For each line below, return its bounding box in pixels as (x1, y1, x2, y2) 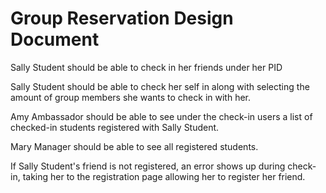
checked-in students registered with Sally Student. (10, 121, 220, 133)
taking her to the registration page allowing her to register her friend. (22, 170, 306, 182)
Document (10, 28, 100, 51)
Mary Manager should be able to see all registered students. (10, 140, 259, 152)
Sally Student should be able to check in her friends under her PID (10, 61, 283, 73)
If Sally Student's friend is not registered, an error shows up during (10, 160, 286, 172)
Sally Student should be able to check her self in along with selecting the (10, 80, 310, 92)
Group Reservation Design (10, 7, 234, 30)
